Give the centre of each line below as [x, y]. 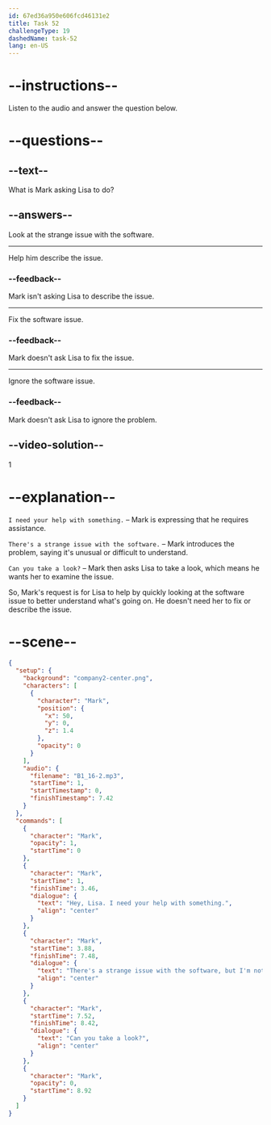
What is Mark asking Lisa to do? [61, 190]
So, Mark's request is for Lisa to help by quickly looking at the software [126, 592]
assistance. [27, 528]
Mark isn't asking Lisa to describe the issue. [81, 296]
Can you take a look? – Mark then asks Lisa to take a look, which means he [134, 568]
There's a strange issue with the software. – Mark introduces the [122, 544]
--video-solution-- [56, 445]
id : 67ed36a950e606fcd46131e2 [59, 16]
